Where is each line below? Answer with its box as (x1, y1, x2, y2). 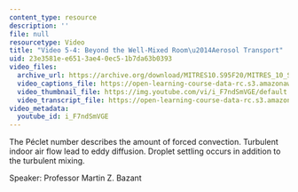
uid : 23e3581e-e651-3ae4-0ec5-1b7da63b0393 (9, 54, 173, 63)
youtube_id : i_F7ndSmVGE (17, 112, 109, 121)
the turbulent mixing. (9, 156, 86, 166)
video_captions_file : (17, 79, 98, 88)
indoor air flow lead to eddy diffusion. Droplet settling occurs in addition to (9, 146, 281, 156)
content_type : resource (9, 12, 98, 22)
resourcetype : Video (9, 37, 86, 47)
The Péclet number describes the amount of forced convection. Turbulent (9, 137, 279, 148)
